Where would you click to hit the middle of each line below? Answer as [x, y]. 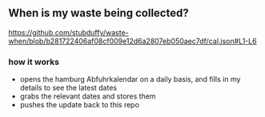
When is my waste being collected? [99, 13]
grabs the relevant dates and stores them [88, 96]
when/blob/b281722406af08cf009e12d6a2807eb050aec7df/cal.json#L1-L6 [133, 41]
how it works [34, 62]
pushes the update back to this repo [80, 105]
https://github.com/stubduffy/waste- [69, 32]
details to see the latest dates [68, 88]
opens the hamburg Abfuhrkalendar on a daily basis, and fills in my [130, 79]
